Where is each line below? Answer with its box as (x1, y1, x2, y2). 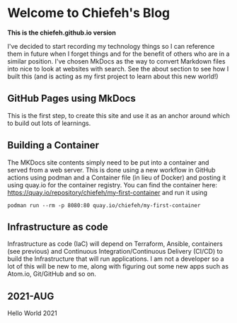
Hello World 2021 (7, 309, 58, 317)
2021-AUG (7, 290, 54, 302)
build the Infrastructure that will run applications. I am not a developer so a (7, 254, 224, 263)
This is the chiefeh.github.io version (7, 28, 117, 37)
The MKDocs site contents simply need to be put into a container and (7, 158, 209, 167)
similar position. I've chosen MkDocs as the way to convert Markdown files (7, 57, 226, 65)
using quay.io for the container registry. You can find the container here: (7, 180, 218, 189)
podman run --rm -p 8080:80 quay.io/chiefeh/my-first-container (7, 201, 201, 209)
